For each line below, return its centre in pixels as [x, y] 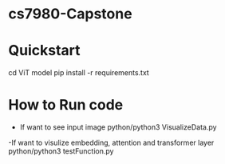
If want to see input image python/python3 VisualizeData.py [118, 127]
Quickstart [45, 51]
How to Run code [66, 105]
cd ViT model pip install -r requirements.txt [79, 73]
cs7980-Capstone [71, 14]
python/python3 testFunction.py [61, 151]
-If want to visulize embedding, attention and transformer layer [111, 143]
